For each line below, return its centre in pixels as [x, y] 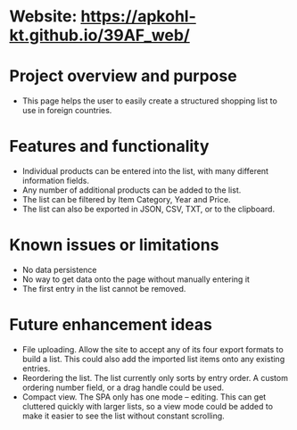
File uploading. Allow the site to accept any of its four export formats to [153, 349]
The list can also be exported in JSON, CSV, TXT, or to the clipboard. [148, 209]
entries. [36, 368]
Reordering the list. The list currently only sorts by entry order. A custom [155, 377]
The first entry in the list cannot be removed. [104, 289]
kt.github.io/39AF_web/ [99, 35]
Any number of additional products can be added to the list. [132, 190]
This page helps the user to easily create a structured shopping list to [150, 101]
